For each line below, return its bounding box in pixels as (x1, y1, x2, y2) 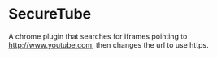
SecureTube (8, 5, 92, 23)
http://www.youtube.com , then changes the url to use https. (8, 39, 209, 49)
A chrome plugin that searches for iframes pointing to (8, 31, 188, 41)
